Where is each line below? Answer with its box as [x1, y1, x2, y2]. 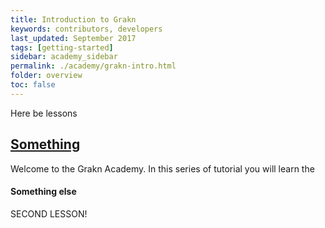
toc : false [10, 80, 56, 90]
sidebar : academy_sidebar [10, 52, 118, 62]
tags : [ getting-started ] [10, 42, 114, 53]
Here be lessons [10, 107, 78, 119]
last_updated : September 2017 [10, 33, 137, 43]
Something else [10, 186, 77, 198]
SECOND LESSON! [10, 207, 88, 220]
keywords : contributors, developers [10, 24, 163, 34]
